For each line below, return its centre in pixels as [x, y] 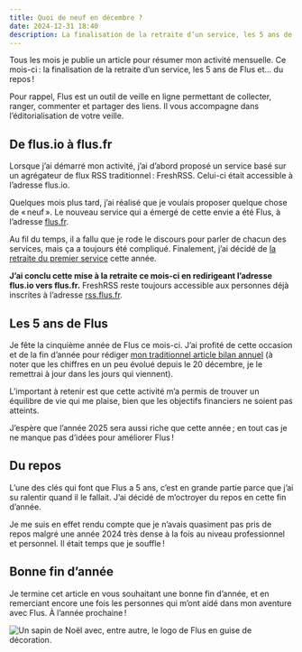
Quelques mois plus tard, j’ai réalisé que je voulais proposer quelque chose [148, 203]
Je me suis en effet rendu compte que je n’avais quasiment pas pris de [141, 524]
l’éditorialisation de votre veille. [67, 116]
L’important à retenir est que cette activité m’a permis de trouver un [134, 391]
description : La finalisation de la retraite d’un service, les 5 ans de [151, 34]
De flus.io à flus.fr [61, 144]
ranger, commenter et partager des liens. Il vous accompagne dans [134, 106]
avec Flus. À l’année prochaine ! [68, 612]
